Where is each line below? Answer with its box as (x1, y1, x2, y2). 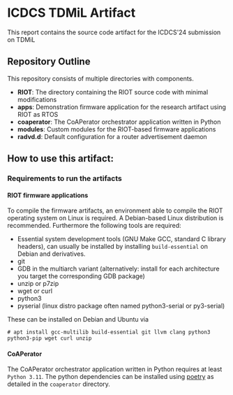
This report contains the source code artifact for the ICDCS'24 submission (7, 28, 221, 36)
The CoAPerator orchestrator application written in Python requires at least (7, 365, 223, 373)
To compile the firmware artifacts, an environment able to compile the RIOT (7, 206, 223, 215)
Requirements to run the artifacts (7, 173, 122, 183)
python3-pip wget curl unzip (7, 335, 92, 342)
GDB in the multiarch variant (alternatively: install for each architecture (17, 264, 220, 273)
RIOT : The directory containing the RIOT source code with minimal (17, 87, 209, 96)
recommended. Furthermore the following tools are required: (7, 222, 181, 230)
